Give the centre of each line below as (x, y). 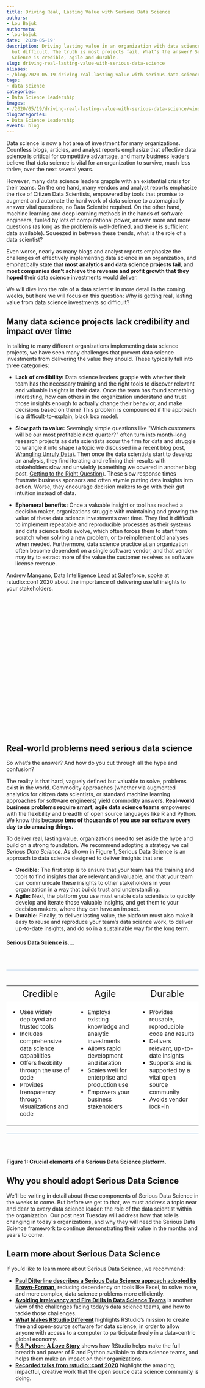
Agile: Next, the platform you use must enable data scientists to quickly (105, 896)
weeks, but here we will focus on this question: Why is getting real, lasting (99, 296)
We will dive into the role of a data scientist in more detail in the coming (96, 289)
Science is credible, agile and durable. (65, 58)
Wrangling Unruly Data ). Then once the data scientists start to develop (104, 454)
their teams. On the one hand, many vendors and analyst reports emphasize (102, 188)
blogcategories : (27, 114)
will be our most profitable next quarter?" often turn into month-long (101, 435)
